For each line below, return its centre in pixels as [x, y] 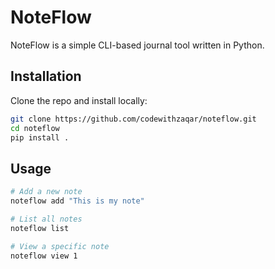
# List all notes [46, 219]
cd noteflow [35, 128]
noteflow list [40, 228]
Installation [46, 76]
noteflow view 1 [44, 256]
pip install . [40, 137]
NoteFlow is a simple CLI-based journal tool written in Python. [137, 45]
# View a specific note [60, 246]
